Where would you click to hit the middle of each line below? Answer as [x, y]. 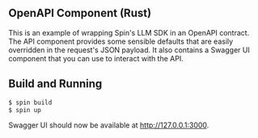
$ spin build [30, 102]
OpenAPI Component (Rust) [80, 13]
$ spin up [25, 110]
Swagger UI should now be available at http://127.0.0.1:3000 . [109, 125]
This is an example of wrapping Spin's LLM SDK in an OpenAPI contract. [129, 32]
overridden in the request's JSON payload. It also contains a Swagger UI [129, 50]
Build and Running [55, 84]
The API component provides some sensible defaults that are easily [121, 41]
